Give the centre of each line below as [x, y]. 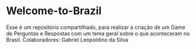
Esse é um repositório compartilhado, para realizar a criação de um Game [96, 27]
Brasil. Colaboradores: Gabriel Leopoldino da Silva [67, 40]
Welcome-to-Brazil [54, 11]
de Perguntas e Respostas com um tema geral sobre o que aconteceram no [98, 33]
